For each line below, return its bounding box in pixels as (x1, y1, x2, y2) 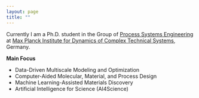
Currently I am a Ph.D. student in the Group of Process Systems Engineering (6, 30, 194, 37)
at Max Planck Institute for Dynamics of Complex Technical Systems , (6, 37, 176, 44)
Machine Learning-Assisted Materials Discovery (14, 78, 133, 86)
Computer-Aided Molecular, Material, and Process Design (14, 72, 157, 80)
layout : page (6, 8, 39, 15)
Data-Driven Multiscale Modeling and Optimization (14, 66, 140, 73)
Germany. (6, 43, 30, 50)
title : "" (6, 14, 31, 20)
